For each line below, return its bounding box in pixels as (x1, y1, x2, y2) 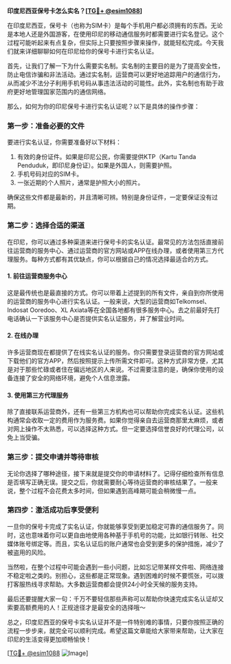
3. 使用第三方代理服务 (7, 391, 69, 399)
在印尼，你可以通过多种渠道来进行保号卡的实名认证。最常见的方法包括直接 (7, 238, 218, 246)
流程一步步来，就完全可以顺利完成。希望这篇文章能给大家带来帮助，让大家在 (7, 626, 224, 634)
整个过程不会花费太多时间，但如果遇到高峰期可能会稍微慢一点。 (19, 486, 200, 495)
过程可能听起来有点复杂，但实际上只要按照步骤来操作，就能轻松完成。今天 (7, 39, 218, 47)
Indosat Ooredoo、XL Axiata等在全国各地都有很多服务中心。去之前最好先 (7, 306, 214, 314)
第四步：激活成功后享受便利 (7, 506, 99, 515)
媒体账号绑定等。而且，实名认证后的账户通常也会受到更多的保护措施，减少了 (7, 539, 224, 548)
